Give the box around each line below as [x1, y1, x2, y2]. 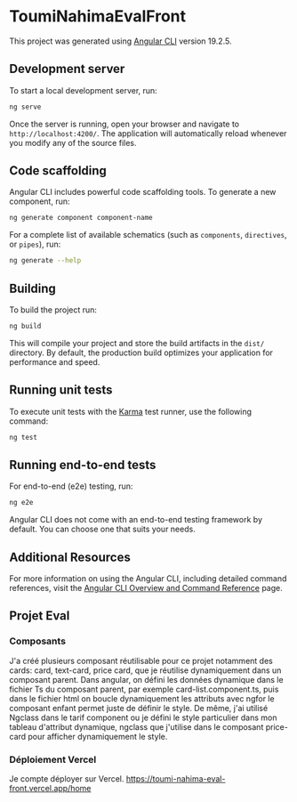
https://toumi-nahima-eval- [125, 774, 226, 784]
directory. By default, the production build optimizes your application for [9, 347, 274, 358]
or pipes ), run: [9, 239, 61, 250]
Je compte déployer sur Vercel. [9, 774, 124, 784]
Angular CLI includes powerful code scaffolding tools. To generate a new [9, 187, 277, 198]
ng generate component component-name [9, 214, 153, 223]
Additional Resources [9, 549, 131, 564]
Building [9, 280, 56, 296]
